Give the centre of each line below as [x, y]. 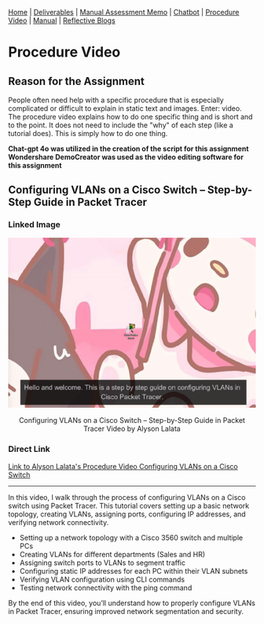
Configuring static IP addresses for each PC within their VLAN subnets [134, 571]
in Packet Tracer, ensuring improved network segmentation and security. [126, 611]
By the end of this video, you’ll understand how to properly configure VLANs [132, 603]
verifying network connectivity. [59, 522]
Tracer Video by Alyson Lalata [132, 429]
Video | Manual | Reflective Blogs [62, 20]
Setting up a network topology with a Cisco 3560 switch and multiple [131, 538]
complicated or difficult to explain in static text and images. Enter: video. [125, 108]
